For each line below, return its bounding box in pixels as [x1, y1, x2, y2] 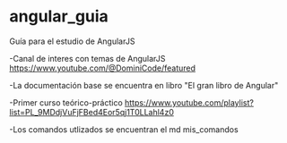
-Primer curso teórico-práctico [9, 97, 123, 108]
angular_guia [9, 6, 109, 27]
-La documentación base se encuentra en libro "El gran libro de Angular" [9, 80, 279, 90]
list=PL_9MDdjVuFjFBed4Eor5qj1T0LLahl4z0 [9, 106, 175, 117]
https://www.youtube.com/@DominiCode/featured [9, 63, 196, 73]
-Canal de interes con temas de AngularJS [9, 53, 166, 63]
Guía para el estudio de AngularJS [9, 36, 135, 46]
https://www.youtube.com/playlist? [124, 97, 254, 108]
